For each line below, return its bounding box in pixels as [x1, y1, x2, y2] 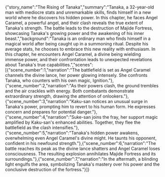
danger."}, [77, 109, 98, 115]
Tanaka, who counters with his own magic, [5, 77, 92, 83]
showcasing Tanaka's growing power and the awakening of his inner [5, 31, 144, 36]
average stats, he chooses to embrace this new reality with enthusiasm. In [5, 46, 156, 52]
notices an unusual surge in [92, 99, 148, 104]
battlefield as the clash [5, 125, 51, 130]
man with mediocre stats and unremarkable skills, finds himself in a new [5, 9, 151, 15]
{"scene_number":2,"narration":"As [5, 83, 77, 88]
